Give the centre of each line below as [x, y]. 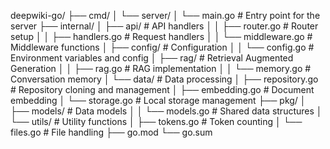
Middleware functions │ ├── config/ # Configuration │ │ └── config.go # [162, 47]
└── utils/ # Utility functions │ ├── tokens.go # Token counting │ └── [156, 121]
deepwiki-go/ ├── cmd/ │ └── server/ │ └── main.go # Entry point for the [165, 15]
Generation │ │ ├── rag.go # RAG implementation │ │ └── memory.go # [161, 68]
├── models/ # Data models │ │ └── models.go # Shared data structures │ [166, 111]
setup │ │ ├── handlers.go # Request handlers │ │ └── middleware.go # [161, 36]
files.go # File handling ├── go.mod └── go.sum [111, 132]
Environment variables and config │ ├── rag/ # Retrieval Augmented [152, 58]
